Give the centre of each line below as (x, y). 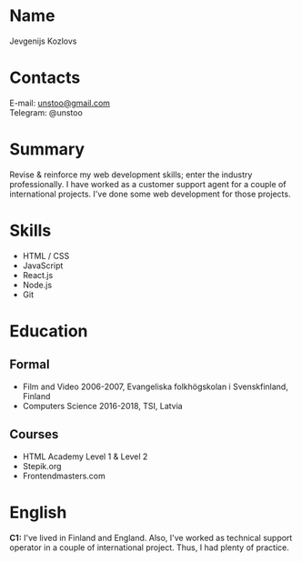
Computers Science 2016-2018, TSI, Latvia (103, 406)
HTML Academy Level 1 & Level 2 (85, 457)
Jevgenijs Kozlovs (43, 41)
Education (49, 331)
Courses (34, 434)
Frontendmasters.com (64, 476)
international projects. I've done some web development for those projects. (150, 194)
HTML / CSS (46, 256)
